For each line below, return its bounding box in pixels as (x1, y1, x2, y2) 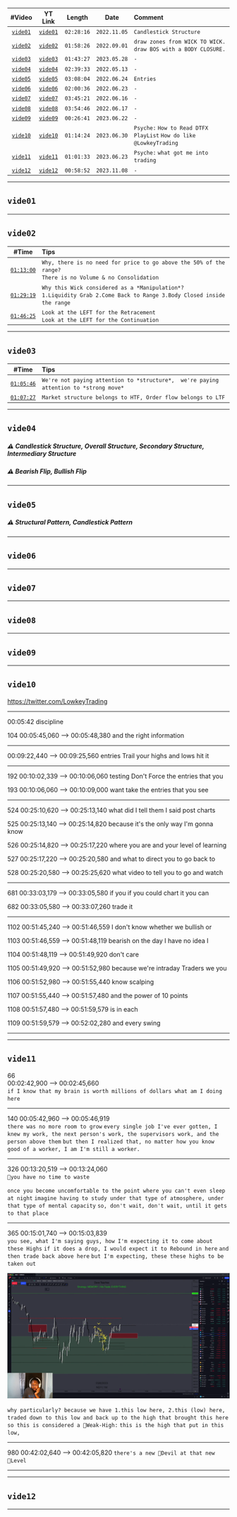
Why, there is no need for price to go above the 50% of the (42, 259, 226, 266)
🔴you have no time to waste (7, 1173, 90, 1181)
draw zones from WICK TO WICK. (133, 38, 226, 45)
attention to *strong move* (42, 384, 125, 391)
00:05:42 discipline (7, 717, 63, 726)
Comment (133, 13, 164, 21)
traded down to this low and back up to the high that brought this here (7, 1414, 229, 1421)
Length (66, 13, 88, 21)
